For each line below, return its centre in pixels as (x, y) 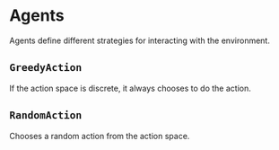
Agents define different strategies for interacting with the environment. (140, 40)
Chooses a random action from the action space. (100, 136)
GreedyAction (46, 68)
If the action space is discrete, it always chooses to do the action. (130, 88)
